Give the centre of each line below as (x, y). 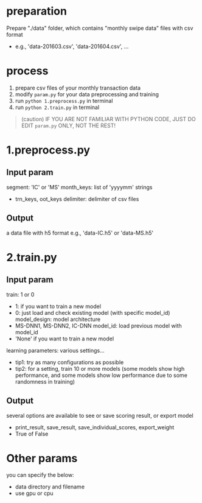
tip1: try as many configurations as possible (69, 362)
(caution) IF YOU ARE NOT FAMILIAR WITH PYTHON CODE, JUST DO (108, 119)
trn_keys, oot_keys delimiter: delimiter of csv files (77, 199)
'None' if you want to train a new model (64, 339)
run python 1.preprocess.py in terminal (64, 100)
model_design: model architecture (58, 319)
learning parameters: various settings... (55, 350)
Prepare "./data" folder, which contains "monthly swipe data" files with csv (100, 28)
